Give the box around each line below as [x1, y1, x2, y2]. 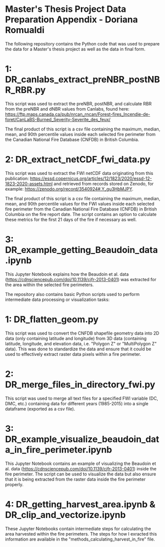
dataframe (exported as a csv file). [5, 406, 75, 412]
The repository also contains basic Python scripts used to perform [5, 291, 140, 297]
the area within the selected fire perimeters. [5, 282, 94, 288]
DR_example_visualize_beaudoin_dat [5, 433, 160, 445]
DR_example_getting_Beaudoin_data [5, 245, 158, 255]
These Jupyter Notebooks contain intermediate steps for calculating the [5, 525, 151, 532]
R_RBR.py [5, 84, 46, 96]
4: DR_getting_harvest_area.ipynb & [5, 499, 156, 510]
